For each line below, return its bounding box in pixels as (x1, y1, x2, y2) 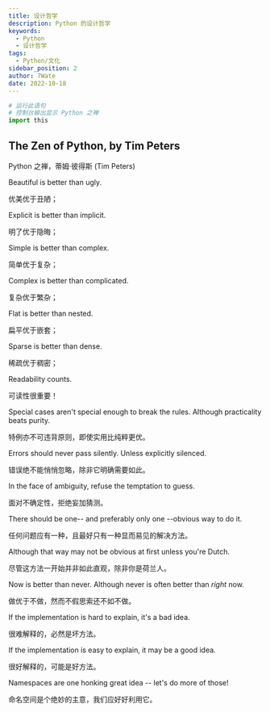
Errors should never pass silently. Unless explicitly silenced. (8, 448, 207, 458)
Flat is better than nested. (8, 308, 93, 318)
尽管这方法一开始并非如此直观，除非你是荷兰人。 (8, 563, 171, 573)
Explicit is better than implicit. (8, 210, 106, 220)
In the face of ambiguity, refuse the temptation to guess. (8, 481, 196, 491)
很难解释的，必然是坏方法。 (8, 629, 101, 639)
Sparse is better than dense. (8, 341, 102, 351)
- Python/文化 (15, 57, 60, 65)
